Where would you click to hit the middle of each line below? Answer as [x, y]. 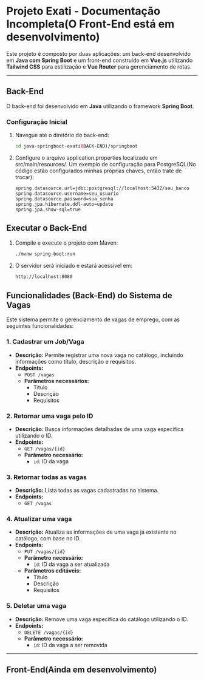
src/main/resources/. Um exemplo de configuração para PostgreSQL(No [105, 164]
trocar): [25, 177]
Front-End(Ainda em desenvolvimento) [82, 670]
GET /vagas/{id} [45, 449]
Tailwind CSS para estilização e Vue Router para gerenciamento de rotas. [99, 66]
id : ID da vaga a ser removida [70, 645]
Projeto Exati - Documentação [83, 11]
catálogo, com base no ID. [48, 539]
